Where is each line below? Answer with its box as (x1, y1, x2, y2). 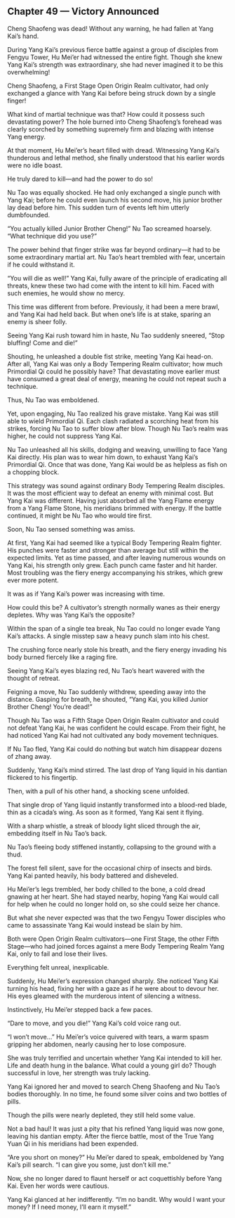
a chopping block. (7, 468, 60, 476)
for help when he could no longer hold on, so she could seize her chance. (7, 899, 220, 908)
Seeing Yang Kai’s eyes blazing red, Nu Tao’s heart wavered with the (7, 666, 205, 674)
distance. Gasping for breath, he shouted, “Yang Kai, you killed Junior (7, 695, 208, 703)
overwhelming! (7, 68, 51, 76)
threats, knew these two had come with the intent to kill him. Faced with (7, 281, 215, 290)
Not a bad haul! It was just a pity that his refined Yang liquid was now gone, (7, 1124, 224, 1133)
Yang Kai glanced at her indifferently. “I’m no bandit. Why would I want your (7, 1195, 226, 1203)
